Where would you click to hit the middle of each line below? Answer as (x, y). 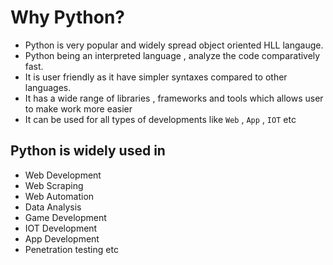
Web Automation (59, 196)
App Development (62, 238)
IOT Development (61, 228)
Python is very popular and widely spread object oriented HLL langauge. (174, 45)
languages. (48, 87)
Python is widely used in (88, 151)
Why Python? (67, 17)
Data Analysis (53, 207)
